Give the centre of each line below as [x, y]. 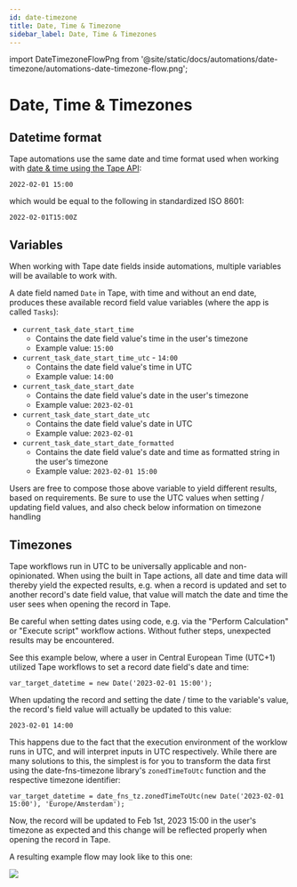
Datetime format [56, 138]
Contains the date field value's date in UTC [114, 424]
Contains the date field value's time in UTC [114, 367]
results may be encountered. [62, 640]
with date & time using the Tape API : [76, 168]
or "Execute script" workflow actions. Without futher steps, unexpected [140, 631]
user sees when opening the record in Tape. [90, 604]
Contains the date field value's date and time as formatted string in [157, 452]
